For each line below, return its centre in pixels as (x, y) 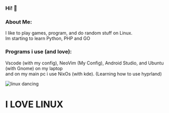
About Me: (19, 21)
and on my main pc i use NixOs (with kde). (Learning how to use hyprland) (84, 74)
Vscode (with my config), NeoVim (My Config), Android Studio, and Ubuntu (84, 63)
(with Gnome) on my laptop (34, 68)
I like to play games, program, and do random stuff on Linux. (69, 33)
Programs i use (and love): (39, 52)
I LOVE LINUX (34, 104)
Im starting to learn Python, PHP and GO (48, 38)
